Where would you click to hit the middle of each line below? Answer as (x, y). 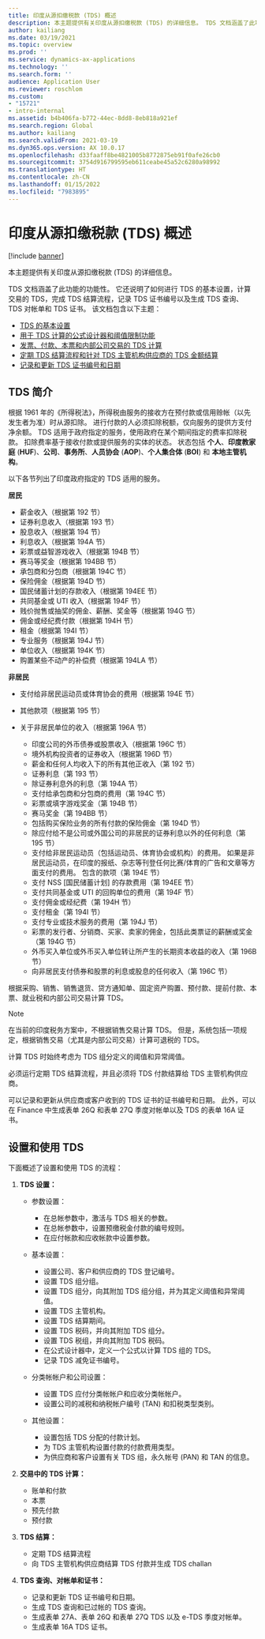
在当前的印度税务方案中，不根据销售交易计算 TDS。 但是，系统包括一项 (124, 1030)
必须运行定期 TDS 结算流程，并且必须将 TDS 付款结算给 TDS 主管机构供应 (128, 1073)
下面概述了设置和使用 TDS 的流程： (65, 1168)
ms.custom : (26, 96)
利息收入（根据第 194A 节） (64, 542)
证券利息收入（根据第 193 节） (69, 522)
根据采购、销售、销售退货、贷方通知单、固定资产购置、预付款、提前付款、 (129, 988)
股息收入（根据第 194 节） (62, 532)
